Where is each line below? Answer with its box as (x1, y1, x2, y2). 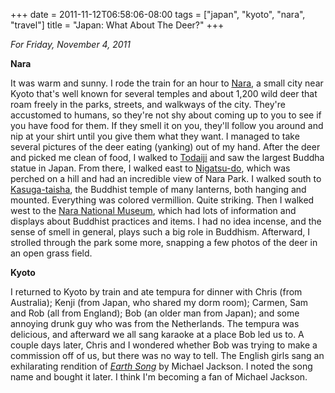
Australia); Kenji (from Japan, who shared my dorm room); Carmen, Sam (10, 297, 309, 308)
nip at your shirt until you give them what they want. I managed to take (10, 130, 300, 142)
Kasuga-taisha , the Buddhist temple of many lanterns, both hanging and (10, 184, 307, 195)
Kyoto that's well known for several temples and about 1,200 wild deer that (10, 88, 318, 99)
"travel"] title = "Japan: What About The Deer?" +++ (10, 19, 225, 31)
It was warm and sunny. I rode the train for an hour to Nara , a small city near (10, 77, 324, 89)
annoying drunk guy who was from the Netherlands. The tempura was (10, 318, 300, 329)
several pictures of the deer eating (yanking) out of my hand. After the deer (10, 141, 321, 153)
